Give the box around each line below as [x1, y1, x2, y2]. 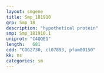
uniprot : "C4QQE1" [6, 36, 51, 42]
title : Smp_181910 [6, 14, 51, 20]
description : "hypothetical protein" [6, 25, 99, 31]
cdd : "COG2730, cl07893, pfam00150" [6, 47, 96, 53]
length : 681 [6, 42, 41, 48]
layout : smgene [6, 8, 43, 15]
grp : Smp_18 [6, 19, 35, 25]
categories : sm [6, 58, 43, 64]
